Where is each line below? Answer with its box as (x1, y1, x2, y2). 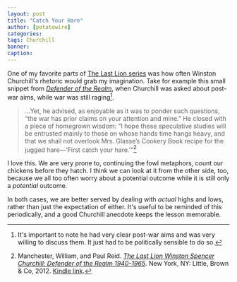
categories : (7, 30, 42, 37)
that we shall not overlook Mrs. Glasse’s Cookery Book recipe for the (24, 136, 224, 145)
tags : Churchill (7, 37, 55, 44)
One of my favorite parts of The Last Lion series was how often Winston (7, 69, 217, 78)
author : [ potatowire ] (7, 23, 71, 30)
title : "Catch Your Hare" (7, 17, 83, 24)
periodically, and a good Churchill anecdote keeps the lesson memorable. (7, 210, 221, 219)
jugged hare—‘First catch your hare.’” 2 (24, 144, 137, 154)
